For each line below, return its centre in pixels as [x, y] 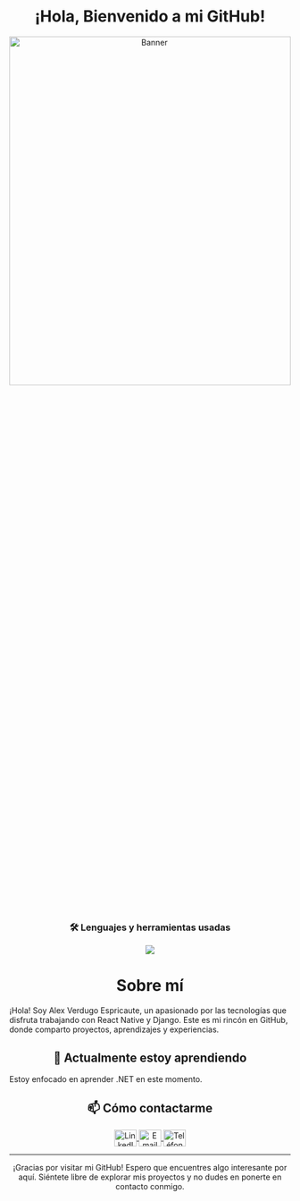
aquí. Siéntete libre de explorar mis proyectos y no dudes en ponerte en [150, 1177]
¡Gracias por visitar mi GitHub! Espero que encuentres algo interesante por [150, 1167]
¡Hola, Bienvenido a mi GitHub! [150, 17]
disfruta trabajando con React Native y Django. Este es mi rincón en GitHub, [149, 1020]
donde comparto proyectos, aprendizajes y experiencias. [114, 1029]
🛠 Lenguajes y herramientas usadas [150, 927]
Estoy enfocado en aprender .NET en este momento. [106, 1078]
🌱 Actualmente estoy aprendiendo [150, 1057]
